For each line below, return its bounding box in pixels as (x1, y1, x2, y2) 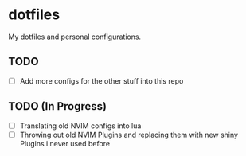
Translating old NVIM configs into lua (19, 121, 142, 131)
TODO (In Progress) (8, 99, 107, 113)
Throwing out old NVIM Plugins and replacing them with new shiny (19, 130, 239, 139)
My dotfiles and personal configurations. (8, 32, 142, 41)
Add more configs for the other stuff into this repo (19, 76, 184, 85)
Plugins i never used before (19, 138, 110, 148)
